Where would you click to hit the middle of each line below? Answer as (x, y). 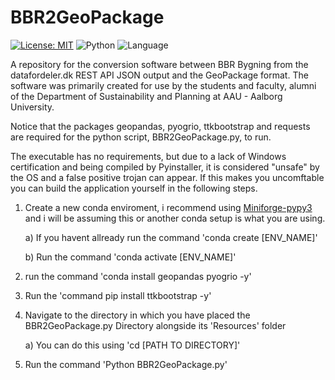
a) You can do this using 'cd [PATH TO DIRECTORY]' (132, 345)
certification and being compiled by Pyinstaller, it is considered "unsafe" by (165, 167)
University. (32, 107)
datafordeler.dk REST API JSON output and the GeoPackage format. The (159, 75)
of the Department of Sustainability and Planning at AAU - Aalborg (146, 96)
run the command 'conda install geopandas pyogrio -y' (138, 276)
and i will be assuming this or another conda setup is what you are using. (175, 218)
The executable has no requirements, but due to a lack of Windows (148, 156)
